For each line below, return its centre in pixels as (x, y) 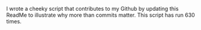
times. (14, 21)
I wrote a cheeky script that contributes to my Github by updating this (93, 9)
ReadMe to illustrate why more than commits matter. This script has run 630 (101, 15)
